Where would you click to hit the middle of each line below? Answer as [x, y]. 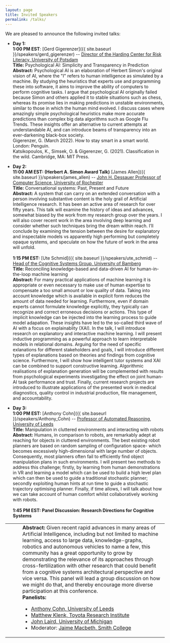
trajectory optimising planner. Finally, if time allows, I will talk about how [87, 489]
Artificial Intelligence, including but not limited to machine [90, 534]
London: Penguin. [31, 146]
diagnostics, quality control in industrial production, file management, [85, 393]
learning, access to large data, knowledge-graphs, [83, 541]
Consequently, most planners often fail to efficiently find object [78, 456]
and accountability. [32, 398]
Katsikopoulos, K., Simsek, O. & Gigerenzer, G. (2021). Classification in [86, 151]
